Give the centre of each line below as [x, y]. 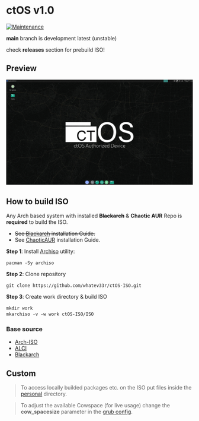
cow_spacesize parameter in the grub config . [77, 412]
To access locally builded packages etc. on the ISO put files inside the [106, 388]
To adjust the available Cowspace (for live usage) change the [95, 406]
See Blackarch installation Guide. [55, 234]
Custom [21, 373]
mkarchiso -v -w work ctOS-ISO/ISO [50, 314]
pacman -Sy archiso [30, 263]
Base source [25, 329]
